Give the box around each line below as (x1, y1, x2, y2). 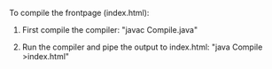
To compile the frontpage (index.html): (9, 8, 150, 18)
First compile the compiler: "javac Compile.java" (21, 25, 198, 34)
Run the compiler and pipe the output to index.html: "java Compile (21, 42, 263, 52)
